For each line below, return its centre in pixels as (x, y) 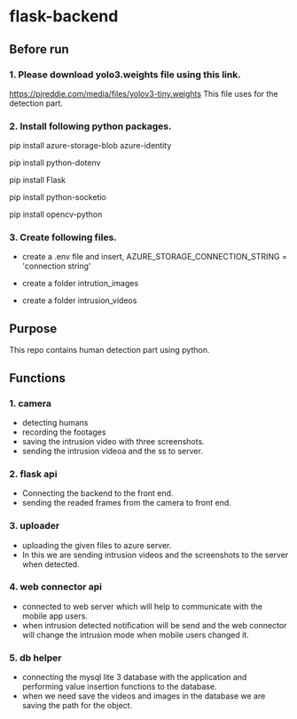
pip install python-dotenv (55, 163)
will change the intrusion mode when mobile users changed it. (136, 635)
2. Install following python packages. (90, 126)
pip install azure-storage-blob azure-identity (90, 146)
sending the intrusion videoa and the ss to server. (113, 451)
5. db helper (35, 658)
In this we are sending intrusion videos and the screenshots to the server (155, 555)
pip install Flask (38, 180)
